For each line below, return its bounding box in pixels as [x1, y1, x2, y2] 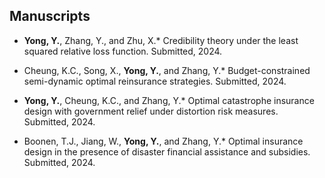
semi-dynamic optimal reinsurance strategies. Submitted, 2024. [23, 75, 287, 87]
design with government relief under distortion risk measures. [23, 105, 279, 117]
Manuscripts [9, 8, 91, 25]
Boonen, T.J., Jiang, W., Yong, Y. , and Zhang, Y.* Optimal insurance [23, 135, 304, 147]
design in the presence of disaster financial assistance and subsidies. [23, 145, 311, 158]
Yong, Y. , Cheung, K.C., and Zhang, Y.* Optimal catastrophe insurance [23, 94, 315, 106]
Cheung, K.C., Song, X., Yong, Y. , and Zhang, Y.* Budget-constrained [23, 64, 311, 76]
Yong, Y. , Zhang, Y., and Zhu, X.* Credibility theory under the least [23, 34, 299, 46]
